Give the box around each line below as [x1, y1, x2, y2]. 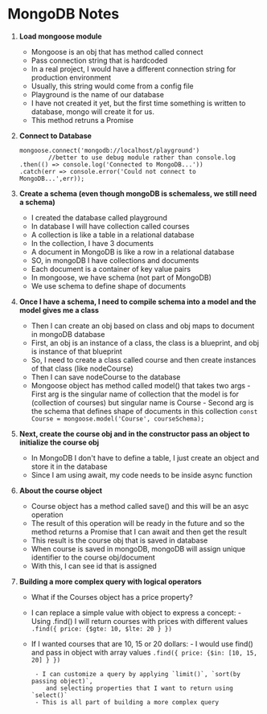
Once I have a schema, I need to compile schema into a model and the [18, 297, 257, 306]
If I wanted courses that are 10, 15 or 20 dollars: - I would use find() [31, 638, 254, 648]
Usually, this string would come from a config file [31, 81, 194, 91]
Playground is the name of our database [31, 89, 164, 99]
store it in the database [31, 462, 108, 471]
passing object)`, [31, 677, 93, 685]
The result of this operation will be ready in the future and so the [31, 518, 245, 527]
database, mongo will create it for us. [31, 106, 154, 117]
